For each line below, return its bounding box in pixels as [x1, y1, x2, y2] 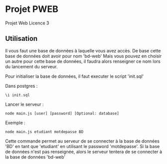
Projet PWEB [5, 3, 58, 15]
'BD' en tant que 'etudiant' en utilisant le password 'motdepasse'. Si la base [5, 143, 160, 149]
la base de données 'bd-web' [5, 154, 66, 160]
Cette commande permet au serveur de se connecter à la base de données [5, 138, 160, 144]
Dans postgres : [5, 83, 38, 89]
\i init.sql [5, 92, 30, 98]
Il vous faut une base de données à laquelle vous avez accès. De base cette [5, 47, 161, 53]
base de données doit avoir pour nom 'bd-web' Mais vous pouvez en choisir [5, 53, 162, 59]
